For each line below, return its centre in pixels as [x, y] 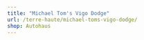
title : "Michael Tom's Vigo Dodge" [58, 13]
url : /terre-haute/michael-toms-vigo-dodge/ [72, 20]
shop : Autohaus [29, 26]
